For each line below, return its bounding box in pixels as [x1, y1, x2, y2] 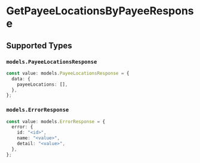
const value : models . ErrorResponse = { [6, 118, 106, 124]
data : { [11, 76, 31, 81]
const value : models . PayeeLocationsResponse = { [6, 70, 130, 76]
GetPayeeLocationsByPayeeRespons [6, 4, 194, 18]
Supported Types [6, 40, 73, 51]
